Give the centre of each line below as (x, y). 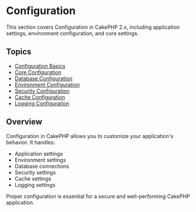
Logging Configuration (42, 103)
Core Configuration (38, 72)
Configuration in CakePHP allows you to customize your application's (90, 136)
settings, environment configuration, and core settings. (72, 33)
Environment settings (40, 160)
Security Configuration (42, 91)
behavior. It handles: (31, 142)
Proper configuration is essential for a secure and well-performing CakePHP (98, 196)
